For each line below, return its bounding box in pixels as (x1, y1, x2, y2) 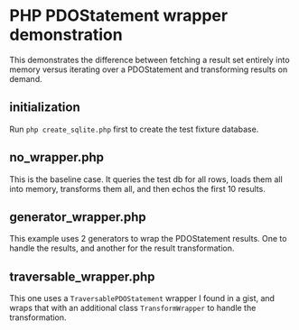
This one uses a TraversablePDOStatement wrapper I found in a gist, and (9, 293, 276, 304)
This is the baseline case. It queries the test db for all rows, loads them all (9, 173, 283, 185)
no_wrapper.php (9, 150, 105, 165)
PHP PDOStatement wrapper (9, 5, 229, 26)
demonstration (9, 24, 124, 45)
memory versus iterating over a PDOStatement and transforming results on (9, 64, 288, 75)
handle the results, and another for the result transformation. (9, 243, 235, 253)
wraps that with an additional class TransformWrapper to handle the (9, 303, 257, 314)
